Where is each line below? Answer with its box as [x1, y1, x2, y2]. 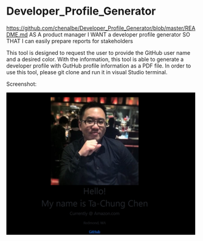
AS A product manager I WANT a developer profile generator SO [29, 30, 190, 38]
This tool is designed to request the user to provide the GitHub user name [6, 49, 190, 56]
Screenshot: [6, 80, 37, 88]
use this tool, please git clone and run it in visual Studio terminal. [6, 68, 168, 75]
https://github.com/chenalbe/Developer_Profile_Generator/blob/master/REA [6, 24, 196, 32]
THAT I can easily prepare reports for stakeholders [6, 37, 134, 44]
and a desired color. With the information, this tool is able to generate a [6, 55, 184, 63]
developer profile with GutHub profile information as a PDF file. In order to [6, 62, 191, 69]
